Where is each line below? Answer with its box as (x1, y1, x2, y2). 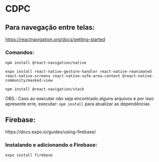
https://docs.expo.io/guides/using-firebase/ (5, 129, 96, 135)
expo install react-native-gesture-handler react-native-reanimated (5, 69, 152, 74)
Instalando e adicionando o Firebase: (5, 141, 98, 148)
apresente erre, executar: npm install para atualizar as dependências (5, 101, 150, 107)
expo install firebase (5, 153, 53, 158)
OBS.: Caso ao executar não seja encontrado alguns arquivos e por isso (5, 96, 154, 102)
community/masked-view (5, 78, 53, 83)
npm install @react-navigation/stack (5, 87, 85, 92)
